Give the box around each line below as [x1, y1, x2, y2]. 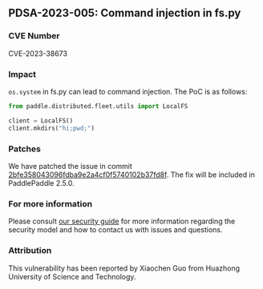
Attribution [8, 245, 52, 256]
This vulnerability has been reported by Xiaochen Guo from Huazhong [8, 263, 241, 273]
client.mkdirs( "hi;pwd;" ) [8, 124, 95, 132]
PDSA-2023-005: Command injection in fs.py [8, 6, 241, 20]
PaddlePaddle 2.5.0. [8, 178, 75, 187]
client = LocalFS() [8, 116, 74, 125]
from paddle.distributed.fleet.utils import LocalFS [8, 102, 188, 110]
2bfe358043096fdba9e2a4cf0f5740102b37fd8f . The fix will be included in [8, 170, 255, 179]
